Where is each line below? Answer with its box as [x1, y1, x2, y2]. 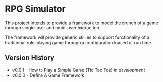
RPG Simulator [5, 3, 66, 15]
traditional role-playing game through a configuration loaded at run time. [5, 39, 152, 45]
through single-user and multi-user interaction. [5, 25, 101, 30]
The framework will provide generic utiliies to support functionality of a [5, 34, 150, 40]
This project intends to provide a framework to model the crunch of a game [5, 20, 158, 26]
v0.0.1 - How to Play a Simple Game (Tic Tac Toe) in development [12, 67, 145, 73]
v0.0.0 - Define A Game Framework [12, 72, 85, 78]
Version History [5, 54, 54, 62]
